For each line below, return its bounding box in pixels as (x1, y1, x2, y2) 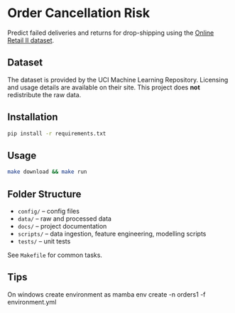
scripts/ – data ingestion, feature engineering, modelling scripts (17, 229, 207, 238)
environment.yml (7, 297, 57, 306)
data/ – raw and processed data (17, 214, 112, 223)
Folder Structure (7, 188, 82, 200)
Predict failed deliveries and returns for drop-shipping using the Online (7, 28, 214, 37)
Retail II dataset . (7, 35, 55, 44)
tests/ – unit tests (17, 236, 71, 246)
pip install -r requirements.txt (7, 130, 106, 137)
